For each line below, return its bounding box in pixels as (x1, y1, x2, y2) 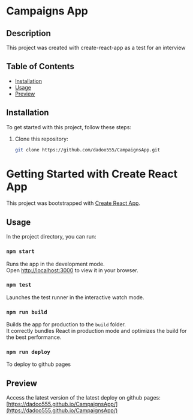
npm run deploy (6, 348, 51, 356)
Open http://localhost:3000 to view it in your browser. (6, 266, 139, 274)
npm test (6, 281, 32, 288)
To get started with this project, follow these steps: (6, 123, 132, 130)
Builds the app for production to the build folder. (6, 321, 126, 328)
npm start (6, 248, 35, 255)
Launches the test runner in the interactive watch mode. (6, 293, 145, 301)
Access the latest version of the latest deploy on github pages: (6, 394, 161, 401)
